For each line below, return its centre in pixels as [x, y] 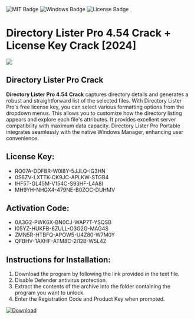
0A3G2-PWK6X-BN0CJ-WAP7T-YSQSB [63, 222]
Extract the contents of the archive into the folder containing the [93, 287]
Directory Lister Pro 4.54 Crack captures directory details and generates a [97, 94]
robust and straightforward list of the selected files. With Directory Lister [94, 100]
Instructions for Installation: [58, 260]
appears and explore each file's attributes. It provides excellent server [91, 119]
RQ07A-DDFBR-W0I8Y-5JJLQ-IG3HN [60, 171]
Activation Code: [38, 208]
